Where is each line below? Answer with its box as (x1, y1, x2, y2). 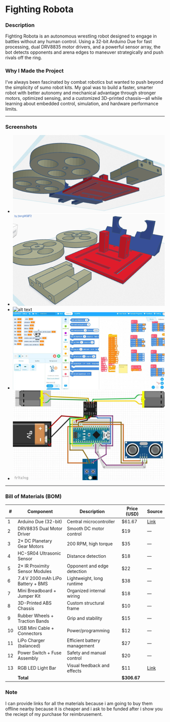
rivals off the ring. (5, 55, 42, 61)
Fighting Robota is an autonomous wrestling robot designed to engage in (5, 33, 157, 39)
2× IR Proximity (17, 563, 50, 569)
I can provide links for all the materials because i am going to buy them (5, 700, 153, 706)
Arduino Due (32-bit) (17, 518, 62, 524)
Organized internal (67, 588, 106, 594)
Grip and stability (67, 615, 103, 622)
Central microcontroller (67, 518, 115, 524)
